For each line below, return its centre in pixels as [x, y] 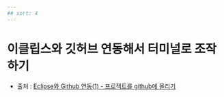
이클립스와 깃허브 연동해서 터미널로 [100, 49]
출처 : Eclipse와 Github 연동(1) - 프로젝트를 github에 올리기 [96, 86]
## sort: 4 [23, 13]
